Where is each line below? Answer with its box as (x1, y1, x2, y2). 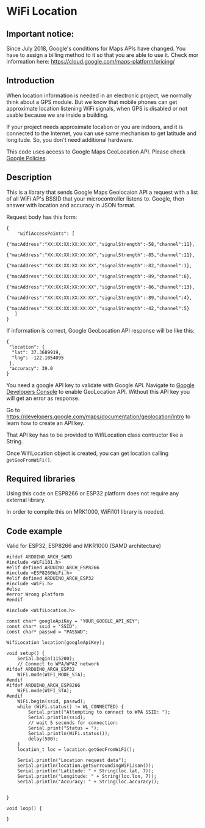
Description (6, 172, 52, 183)
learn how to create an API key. (6, 419, 85, 426)
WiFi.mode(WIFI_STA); (17, 688, 72, 694)
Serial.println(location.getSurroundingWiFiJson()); (17, 763, 154, 769)
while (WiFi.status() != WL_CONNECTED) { (17, 704, 124, 710)
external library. (6, 497, 46, 504)
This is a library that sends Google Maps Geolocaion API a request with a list (6, 188, 198, 196)
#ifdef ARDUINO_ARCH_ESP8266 (6, 682, 81, 689)
